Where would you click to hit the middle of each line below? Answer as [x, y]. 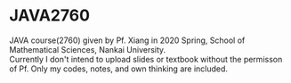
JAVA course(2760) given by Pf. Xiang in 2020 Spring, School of [127, 40]
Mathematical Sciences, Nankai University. [88, 49]
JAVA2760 [50, 16]
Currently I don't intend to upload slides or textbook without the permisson [146, 59]
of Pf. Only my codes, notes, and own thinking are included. [119, 69]
